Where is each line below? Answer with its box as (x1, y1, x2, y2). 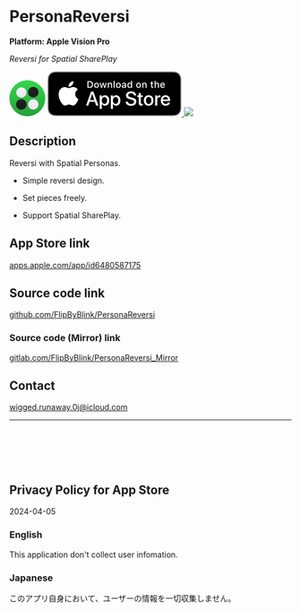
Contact (9, 379, 56, 394)
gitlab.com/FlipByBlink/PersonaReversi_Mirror (9, 352, 179, 363)
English (9, 529, 43, 541)
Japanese (9, 572, 54, 584)
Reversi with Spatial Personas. (9, 157, 121, 168)
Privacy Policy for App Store (9, 482, 170, 497)
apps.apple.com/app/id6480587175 (9, 259, 142, 270)
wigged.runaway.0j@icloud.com (9, 402, 128, 413)
